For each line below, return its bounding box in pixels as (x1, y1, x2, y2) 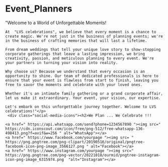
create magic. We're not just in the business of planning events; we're (5, 34, 163, 39)
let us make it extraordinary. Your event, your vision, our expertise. (5, 95, 161, 101)
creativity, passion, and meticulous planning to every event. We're (5, 56, 154, 61)
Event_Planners (5, 3, 72, 15)
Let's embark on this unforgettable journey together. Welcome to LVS (5, 104, 156, 109)
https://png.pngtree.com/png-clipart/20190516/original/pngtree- (5, 139, 145, 144)
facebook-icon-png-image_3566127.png (5, 144, 85, 149)
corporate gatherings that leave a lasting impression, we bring (5, 51, 145, 56)
